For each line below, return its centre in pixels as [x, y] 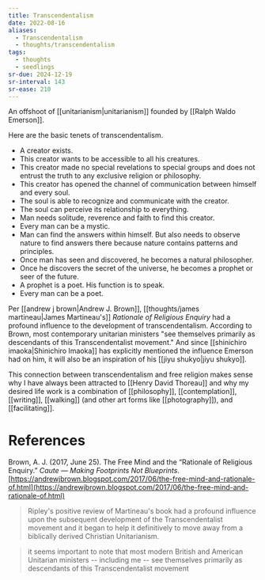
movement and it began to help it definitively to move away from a [135, 528]
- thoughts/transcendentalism [65, 45]
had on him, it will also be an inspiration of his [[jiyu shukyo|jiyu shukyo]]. [127, 359]
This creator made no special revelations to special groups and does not [137, 168]
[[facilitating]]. [31, 408]
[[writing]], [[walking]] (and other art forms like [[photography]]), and [121, 400]
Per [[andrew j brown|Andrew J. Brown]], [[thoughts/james [104, 309]
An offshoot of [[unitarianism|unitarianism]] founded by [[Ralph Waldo [122, 112]
